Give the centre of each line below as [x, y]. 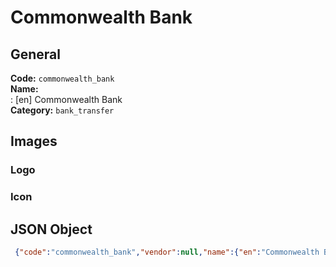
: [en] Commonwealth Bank [66, 99]
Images [34, 141]
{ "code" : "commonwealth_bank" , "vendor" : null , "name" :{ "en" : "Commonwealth [167, 252]
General [36, 54]
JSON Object [51, 229]
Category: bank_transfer [62, 110]
